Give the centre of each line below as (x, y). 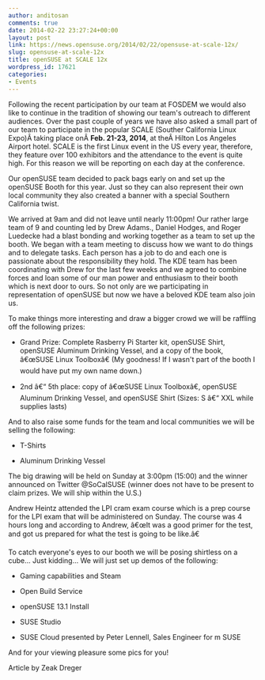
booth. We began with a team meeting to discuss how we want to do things (131, 244)
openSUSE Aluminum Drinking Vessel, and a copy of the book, (121, 350)
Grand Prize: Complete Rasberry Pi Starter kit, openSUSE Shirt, (122, 342)
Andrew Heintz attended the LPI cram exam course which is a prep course (129, 508)
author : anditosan (38, 15)
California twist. (34, 203)
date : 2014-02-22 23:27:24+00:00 (63, 30)
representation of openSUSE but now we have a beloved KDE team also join (132, 294)
